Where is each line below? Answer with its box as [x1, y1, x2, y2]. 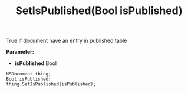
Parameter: [6, 49, 34, 56]
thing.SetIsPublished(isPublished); [6, 81, 96, 87]
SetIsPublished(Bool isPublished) [15, 4, 183, 18]
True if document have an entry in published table [6, 37, 127, 44]
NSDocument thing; [6, 71, 51, 77]
